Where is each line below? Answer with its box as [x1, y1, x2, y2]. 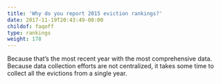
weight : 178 [7, 36, 42, 43]
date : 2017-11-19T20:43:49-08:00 [7, 17, 104, 23]
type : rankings [7, 29, 51, 36]
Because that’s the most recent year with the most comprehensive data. [7, 54, 213, 63]
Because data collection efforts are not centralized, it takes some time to [7, 62, 215, 70]
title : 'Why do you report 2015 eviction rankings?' [7, 10, 163, 17]
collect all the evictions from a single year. [7, 70, 127, 78]
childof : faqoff [7, 23, 54, 30]
